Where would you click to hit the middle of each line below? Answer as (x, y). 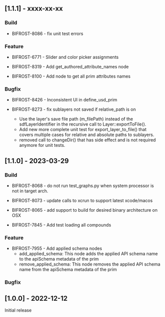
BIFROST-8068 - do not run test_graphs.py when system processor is (83, 185)
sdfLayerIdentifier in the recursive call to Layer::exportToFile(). (83, 124)
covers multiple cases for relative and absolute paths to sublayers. (86, 135)
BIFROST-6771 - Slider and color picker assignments (65, 57)
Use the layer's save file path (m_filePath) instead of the (76, 119)
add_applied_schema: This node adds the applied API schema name (88, 254)
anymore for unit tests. (42, 145)
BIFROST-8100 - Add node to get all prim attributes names (71, 76)
